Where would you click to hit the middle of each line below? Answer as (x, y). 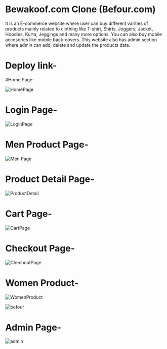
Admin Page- (33, 327)
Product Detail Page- (50, 179)
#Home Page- (20, 79)
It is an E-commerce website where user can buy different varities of (77, 23)
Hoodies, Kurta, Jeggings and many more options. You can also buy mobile (84, 34)
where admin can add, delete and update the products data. (68, 45)
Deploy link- (31, 66)
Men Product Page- (47, 145)
